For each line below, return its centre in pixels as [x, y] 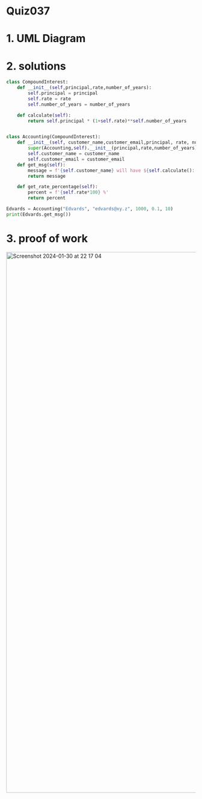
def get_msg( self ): [41, 165]
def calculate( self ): [44, 115]
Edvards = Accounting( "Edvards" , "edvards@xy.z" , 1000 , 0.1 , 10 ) [90, 209]
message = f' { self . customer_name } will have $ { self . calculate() [110, 170]
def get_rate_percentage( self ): [57, 187]
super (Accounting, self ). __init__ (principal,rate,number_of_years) [113, 148]
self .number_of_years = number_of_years [79, 104]
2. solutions [36, 66]
